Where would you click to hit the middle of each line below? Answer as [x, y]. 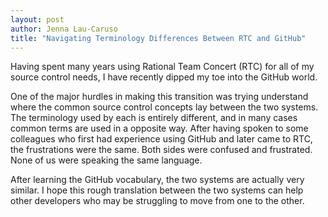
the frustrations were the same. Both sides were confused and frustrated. [161, 150]
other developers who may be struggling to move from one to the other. [157, 201]
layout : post [37, 19]
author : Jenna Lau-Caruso [64, 29]
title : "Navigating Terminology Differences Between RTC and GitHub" [158, 38]
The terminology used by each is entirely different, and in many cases [154, 118]
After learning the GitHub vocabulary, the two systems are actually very [157, 180]
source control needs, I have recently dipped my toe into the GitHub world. [164, 77]
